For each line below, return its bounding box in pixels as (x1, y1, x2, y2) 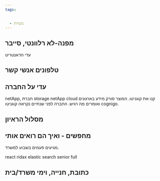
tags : (5, 7, 16, 12)
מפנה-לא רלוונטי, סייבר (5, 39, 74, 47)
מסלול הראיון (5, 115, 44, 123)
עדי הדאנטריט (5, 52, 31, 58)
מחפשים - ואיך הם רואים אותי (5, 132, 91, 140)
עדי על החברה (5, 83, 46, 91)
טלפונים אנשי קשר (5, 66, 59, 74)
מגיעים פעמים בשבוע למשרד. (5, 145, 59, 151)
